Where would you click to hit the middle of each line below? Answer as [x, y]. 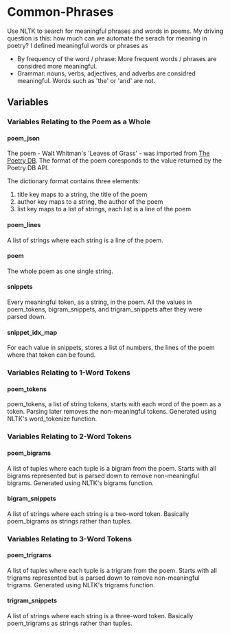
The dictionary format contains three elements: [74, 181]
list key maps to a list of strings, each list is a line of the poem [104, 209]
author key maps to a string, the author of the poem [90, 202]
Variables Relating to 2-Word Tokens [69, 436]
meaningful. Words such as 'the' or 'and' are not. [86, 80]
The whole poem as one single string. [60, 271]
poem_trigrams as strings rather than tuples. [70, 623]
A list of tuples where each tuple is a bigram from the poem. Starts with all [112, 468]
